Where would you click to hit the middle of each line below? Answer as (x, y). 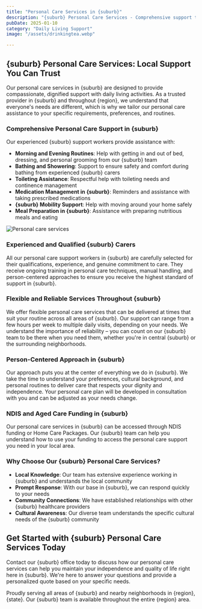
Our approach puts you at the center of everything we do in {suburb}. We (97, 373)
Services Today (36, 548)
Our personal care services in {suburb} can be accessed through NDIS (94, 427)
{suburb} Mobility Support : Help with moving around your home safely (103, 204)
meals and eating (36, 218)
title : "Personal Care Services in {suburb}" (64, 12)
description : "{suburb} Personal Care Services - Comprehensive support (99, 17)
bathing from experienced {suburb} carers (67, 173)
